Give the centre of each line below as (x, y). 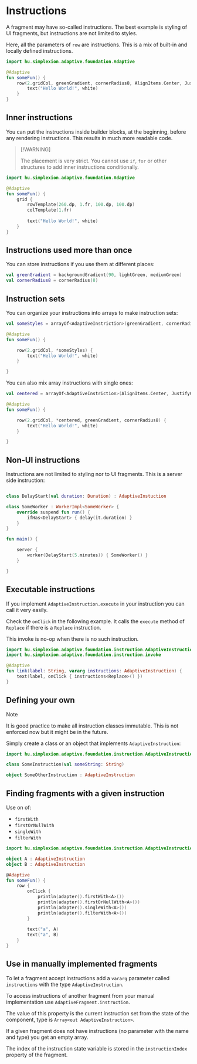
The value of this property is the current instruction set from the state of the (98, 1013)
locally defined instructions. (40, 50)
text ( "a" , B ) (43, 935)
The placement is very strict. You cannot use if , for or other (94, 161)
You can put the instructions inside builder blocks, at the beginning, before (96, 132)
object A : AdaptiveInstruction (45, 859)
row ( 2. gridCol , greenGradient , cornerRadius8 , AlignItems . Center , (99, 83)
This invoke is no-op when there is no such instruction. (72, 639)
